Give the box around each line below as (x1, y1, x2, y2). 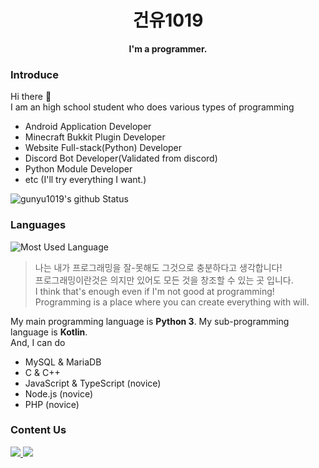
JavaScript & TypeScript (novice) (24, 377, 162, 389)
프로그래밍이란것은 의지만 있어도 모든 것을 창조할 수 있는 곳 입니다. (34, 274, 294, 286)
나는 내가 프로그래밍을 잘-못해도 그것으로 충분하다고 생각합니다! (34, 261, 283, 273)
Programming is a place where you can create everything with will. (34, 296, 310, 308)
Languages (10, 218, 67, 232)
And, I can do (10, 336, 66, 348)
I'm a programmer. (128, 42, 208, 55)
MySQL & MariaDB (24, 356, 102, 368)
